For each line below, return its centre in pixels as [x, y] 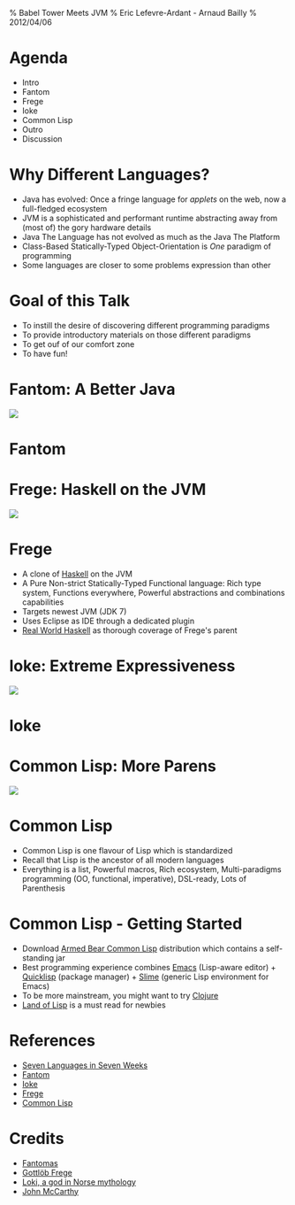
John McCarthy [50, 1191]
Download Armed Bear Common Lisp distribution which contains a [143, 948]
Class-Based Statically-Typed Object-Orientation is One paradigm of [147, 246]
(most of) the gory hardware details [87, 227]
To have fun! [45, 353]
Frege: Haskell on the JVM [108, 490]
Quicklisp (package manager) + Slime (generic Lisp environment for [145, 977]
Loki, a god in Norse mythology [79, 1182]
